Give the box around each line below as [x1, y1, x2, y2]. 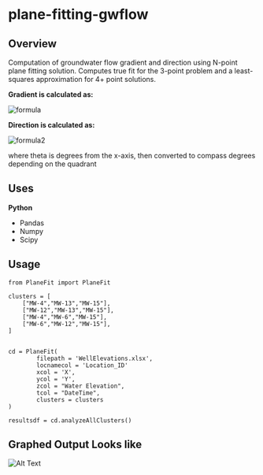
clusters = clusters [36, 395, 104, 403]
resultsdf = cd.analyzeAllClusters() [8, 416, 132, 425]
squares [8, 75, 35, 83]
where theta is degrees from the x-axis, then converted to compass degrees [8, 151, 256, 160]
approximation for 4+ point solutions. [35, 75, 156, 83]
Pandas [19, 218, 45, 228]
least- [234, 66, 254, 76]
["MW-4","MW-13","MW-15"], [22, 299, 111, 307]
